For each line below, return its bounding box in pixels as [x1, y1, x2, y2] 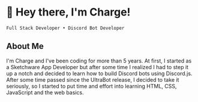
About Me [6, 41, 44, 51]
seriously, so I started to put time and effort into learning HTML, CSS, [6, 82, 177, 89]
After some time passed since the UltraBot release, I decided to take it [6, 76, 179, 83]
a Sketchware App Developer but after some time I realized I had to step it [6, 63, 189, 70]
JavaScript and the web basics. [6, 89, 84, 96]
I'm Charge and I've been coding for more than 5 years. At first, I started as [6, 57, 192, 64]
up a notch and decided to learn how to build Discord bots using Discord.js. [6, 70, 193, 77]
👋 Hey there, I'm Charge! [6, 5, 131, 19]
